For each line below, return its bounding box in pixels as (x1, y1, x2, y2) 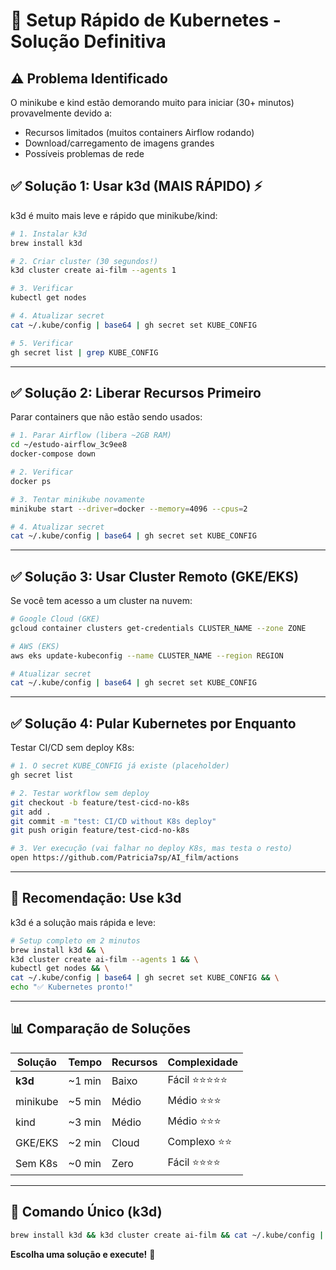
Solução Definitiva (10, 30, 167, 53)
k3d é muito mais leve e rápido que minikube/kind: (10, 209, 218, 221)
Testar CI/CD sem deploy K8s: (10, 742, 135, 754)
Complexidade (167, 1055, 239, 1069)
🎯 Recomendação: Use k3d (10, 890, 182, 907)
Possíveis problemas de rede (24, 148, 145, 159)
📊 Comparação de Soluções (10, 1020, 191, 1038)
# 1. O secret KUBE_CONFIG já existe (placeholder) (10, 761, 230, 771)
